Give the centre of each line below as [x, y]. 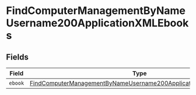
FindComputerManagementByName [96, 11]
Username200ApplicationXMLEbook [97, 23]
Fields [17, 57]
